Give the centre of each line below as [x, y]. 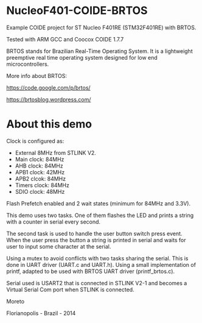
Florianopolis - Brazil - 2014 [41, 313]
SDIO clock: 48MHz [40, 191]
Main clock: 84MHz [40, 159]
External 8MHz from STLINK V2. [55, 152]
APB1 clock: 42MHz [40, 172]
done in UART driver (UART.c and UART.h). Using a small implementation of [101, 264]
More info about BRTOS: [37, 76]
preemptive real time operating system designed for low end [82, 57]
